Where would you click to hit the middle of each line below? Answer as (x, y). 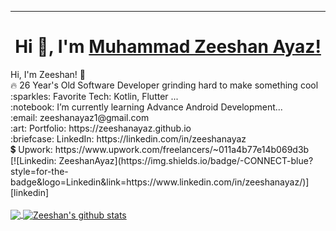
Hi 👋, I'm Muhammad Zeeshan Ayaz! (168, 47)
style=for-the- (39, 171)
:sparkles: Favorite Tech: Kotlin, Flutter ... (94, 96)
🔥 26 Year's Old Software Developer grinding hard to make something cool (164, 85)
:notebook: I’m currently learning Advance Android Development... (146, 107)
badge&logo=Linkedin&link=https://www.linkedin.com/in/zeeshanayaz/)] (160, 182)
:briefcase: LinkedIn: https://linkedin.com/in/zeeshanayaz (128, 138)
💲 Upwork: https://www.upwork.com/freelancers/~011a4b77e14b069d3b (160, 149)
